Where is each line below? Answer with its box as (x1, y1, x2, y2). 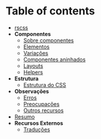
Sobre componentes (23, 37, 75, 44)
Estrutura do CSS (23, 81, 67, 88)
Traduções (23, 126, 50, 133)
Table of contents (5, 4, 96, 18)
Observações (14, 87, 49, 95)
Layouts (23, 62, 43, 69)
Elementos (23, 43, 50, 50)
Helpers (23, 68, 43, 75)
